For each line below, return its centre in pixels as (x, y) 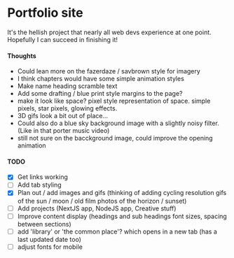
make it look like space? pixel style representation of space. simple (114, 101)
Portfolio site (46, 13)
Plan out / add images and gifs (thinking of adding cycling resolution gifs (122, 193)
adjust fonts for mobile (50, 247)
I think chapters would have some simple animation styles (101, 79)
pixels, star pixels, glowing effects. (67, 108)
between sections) (44, 224)
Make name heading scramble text (67, 86)
